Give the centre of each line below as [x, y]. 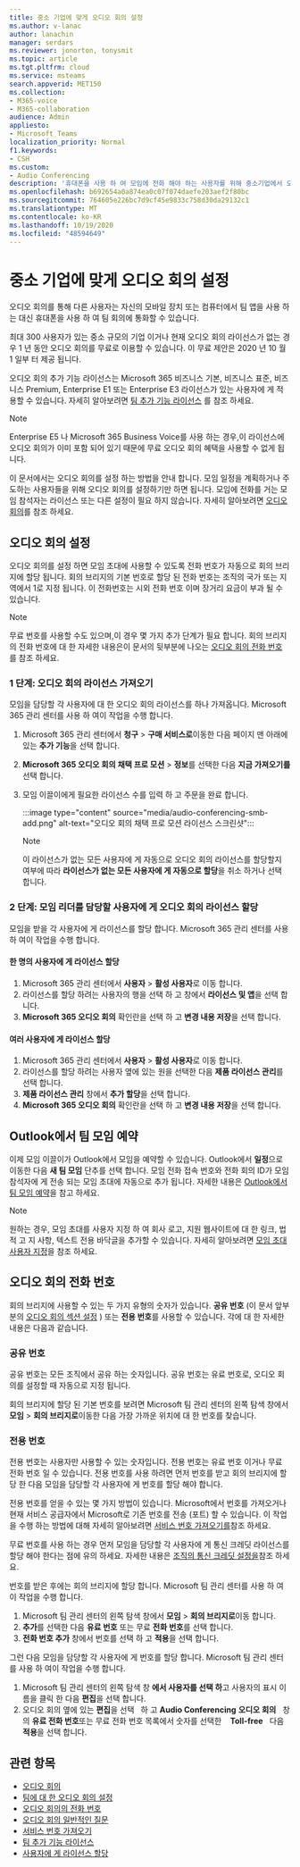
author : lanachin [42, 34]
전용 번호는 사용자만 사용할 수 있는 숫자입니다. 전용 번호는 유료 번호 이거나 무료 [146, 1462]
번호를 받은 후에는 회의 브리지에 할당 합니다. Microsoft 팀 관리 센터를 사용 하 [142, 1586]
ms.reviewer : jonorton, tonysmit [71, 51]
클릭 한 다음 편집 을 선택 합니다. [92, 1699]
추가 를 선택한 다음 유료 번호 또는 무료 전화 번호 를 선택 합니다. [128, 1628]
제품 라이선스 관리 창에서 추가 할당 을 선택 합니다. [106, 1094]
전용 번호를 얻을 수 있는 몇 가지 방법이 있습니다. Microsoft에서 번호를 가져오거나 [148, 1503]
